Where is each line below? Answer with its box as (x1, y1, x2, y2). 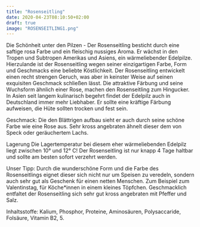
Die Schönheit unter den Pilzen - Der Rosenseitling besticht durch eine (6, 42, 180, 49)
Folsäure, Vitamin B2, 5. (6, 214, 64, 222)
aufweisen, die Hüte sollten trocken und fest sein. (6, 105, 128, 112)
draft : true (6, 20, 36, 26)
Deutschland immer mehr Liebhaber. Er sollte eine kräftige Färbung (6, 99, 171, 106)
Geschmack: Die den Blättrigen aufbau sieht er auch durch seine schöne (6, 117, 185, 124)
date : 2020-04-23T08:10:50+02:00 (6, 14, 90, 20)
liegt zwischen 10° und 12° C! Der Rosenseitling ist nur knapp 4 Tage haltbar (6, 147, 193, 154)
